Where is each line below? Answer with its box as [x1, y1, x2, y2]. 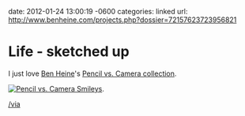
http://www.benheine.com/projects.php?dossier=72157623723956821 [8, 15, 237, 24]
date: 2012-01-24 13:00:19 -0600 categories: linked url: [8, 7, 188, 16]
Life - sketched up [8, 43, 130, 61]
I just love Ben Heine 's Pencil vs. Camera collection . [8, 69, 177, 78]
